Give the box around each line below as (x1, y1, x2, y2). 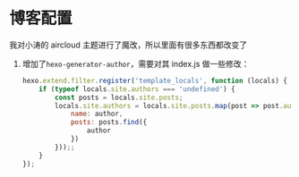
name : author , (70, 109, 124, 119)
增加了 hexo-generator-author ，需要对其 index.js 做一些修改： (21, 58, 250, 69)
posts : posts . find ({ (70, 118, 148, 127)
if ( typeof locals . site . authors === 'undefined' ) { (38, 84, 235, 94)
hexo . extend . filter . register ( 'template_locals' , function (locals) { (21, 76, 288, 85)
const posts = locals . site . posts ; (55, 93, 184, 102)
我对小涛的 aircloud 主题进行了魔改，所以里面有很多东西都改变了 (9, 39, 248, 50)
